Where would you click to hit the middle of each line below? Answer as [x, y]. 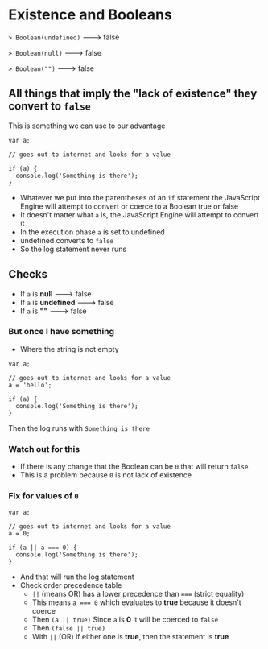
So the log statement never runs [73, 249]
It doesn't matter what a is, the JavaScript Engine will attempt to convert [139, 214]
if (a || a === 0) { [43, 548]
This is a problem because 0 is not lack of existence [105, 475]
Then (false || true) [69, 628]
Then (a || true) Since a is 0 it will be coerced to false [125, 620]
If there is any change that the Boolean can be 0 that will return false [134, 467]
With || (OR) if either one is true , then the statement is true [130, 637]
